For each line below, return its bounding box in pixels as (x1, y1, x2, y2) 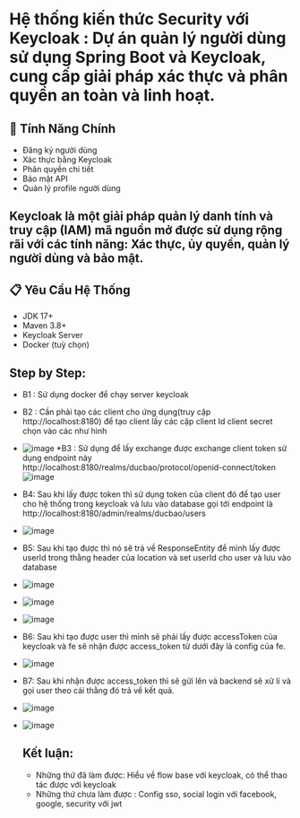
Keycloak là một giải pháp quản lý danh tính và (9, 209, 273, 224)
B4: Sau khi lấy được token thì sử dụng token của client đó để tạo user (21, 489, 281, 500)
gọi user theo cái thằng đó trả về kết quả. (21, 685, 175, 696)
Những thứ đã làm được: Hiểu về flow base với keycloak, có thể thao (35, 770, 288, 780)
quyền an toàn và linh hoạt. (9, 85, 216, 106)
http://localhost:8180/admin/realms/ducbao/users (21, 508, 206, 519)
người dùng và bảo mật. (9, 251, 144, 266)
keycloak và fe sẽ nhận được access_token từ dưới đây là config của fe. (21, 641, 287, 652)
